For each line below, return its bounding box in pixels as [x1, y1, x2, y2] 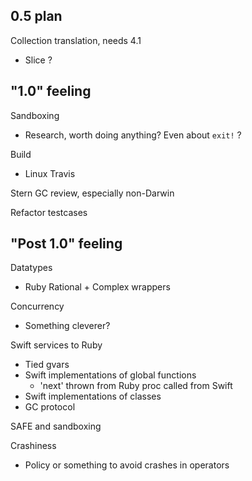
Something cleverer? [24, 320, 111, 332]
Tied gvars [24, 359, 70, 371]
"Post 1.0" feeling [10, 235, 123, 253]
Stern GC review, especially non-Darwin [10, 187, 175, 199]
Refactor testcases [10, 206, 88, 218]
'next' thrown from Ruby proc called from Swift [39, 380, 233, 392]
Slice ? [24, 54, 53, 66]
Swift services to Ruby [10, 339, 103, 351]
